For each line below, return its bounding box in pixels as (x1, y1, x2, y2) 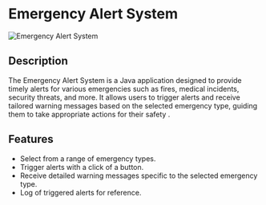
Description (8, 54, 68, 68)
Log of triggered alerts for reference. (19, 187, 142, 197)
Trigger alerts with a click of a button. (19, 162, 144, 171)
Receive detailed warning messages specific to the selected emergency (19, 171, 258, 180)
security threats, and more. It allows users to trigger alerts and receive (8, 93, 240, 102)
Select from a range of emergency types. (19, 153, 156, 164)
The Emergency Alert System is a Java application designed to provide (8, 75, 242, 85)
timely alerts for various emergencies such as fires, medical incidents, (8, 84, 240, 93)
